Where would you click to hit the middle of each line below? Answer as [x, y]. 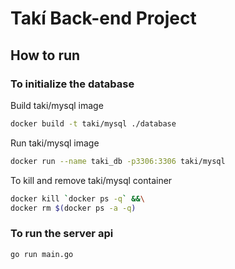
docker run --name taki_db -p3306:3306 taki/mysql [118, 161]
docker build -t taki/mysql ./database [93, 123]
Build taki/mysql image [57, 105]
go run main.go [42, 254]
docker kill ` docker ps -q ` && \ [77, 198]
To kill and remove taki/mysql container [91, 180]
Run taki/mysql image [55, 143]
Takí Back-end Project [103, 18]
